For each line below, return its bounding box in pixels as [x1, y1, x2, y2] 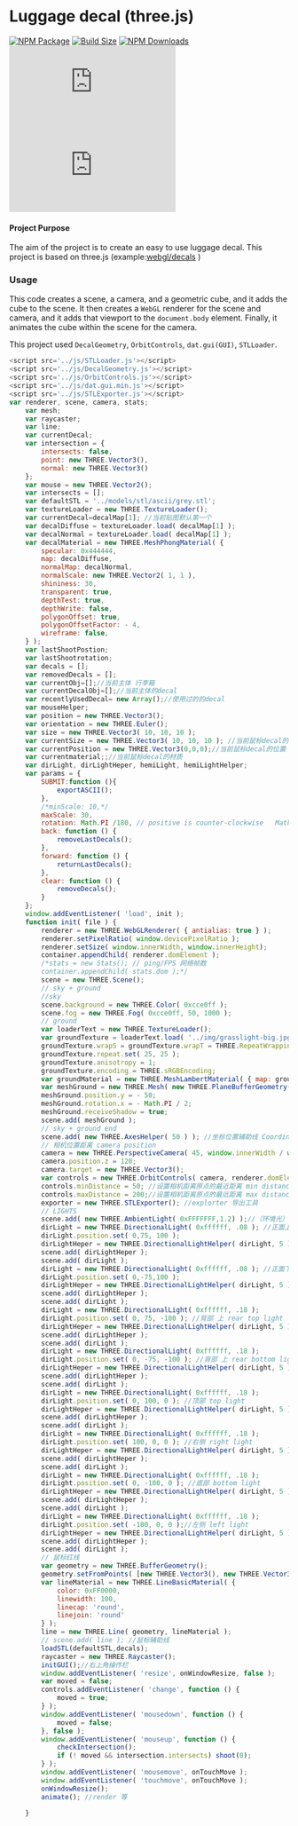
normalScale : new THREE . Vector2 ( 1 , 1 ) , [41, 571, 197, 581]
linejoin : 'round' [56, 1611, 125, 1620]
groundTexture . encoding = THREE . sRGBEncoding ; [41, 1066, 216, 1075]
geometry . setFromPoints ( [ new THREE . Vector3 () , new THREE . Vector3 [41, 1569, 292, 1579]
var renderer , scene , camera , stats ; [9, 398, 149, 407]
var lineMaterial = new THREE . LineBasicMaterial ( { [41, 1577, 237, 1586]
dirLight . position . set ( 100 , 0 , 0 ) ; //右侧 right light [41, 1438, 254, 1447]
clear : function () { [41, 876, 122, 885]
